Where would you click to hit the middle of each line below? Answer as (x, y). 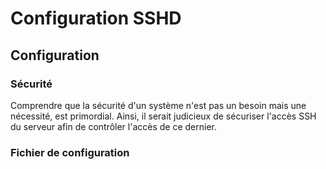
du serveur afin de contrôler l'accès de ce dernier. (114, 126)
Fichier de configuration (70, 152)
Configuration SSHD (96, 18)
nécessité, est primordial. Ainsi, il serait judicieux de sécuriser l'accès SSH (163, 116)
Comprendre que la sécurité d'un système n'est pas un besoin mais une (158, 105)
